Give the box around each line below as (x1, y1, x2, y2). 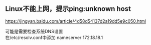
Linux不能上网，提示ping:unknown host (5, 4, 131, 13)
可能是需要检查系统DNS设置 (5, 28, 63, 34)
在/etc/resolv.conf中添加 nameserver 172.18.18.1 (5, 34, 103, 41)
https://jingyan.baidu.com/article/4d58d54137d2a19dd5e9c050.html (5, 18, 146, 24)
